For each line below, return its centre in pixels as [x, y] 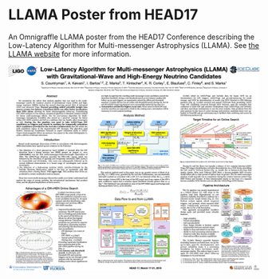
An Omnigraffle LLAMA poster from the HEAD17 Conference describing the [132, 37]
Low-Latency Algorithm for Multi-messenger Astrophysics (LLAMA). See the [134, 45]
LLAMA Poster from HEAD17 [103, 15]
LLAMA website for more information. [70, 54]
